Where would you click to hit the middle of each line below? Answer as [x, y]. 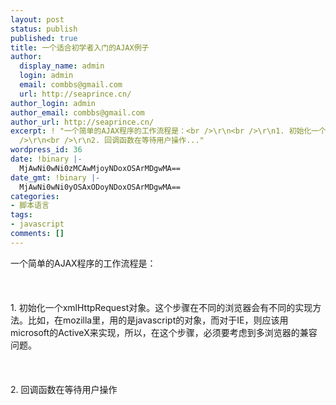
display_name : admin [62, 66]
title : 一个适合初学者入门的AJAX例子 [80, 47]
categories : [35, 196]
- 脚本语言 [30, 206]
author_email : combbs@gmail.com [77, 112]
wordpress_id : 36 [46, 150]
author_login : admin [53, 103]
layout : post [37, 19]
